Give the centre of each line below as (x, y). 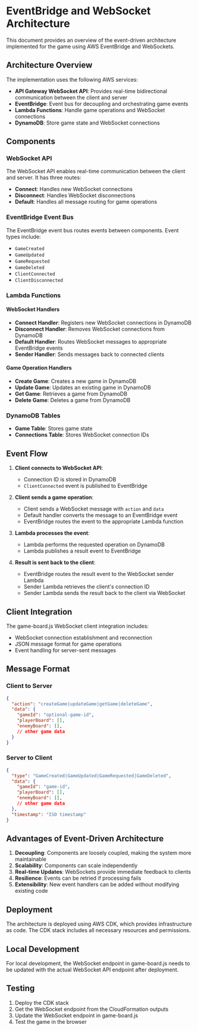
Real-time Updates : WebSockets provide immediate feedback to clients (103, 872)
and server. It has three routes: (44, 177)
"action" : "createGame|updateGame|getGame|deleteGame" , (82, 704)
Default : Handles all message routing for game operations (86, 202)
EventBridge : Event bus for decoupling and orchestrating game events (101, 104)
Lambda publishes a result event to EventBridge (82, 551)
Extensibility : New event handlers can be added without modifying (97, 884)
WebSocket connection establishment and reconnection (84, 637)
